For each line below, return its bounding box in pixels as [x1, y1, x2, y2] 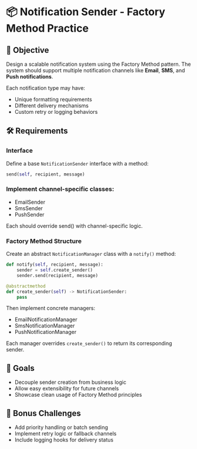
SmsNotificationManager [14, 322, 75, 329]
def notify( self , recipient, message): [6, 262, 104, 268]
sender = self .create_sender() [16, 267, 93, 274]
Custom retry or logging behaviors [14, 109, 98, 115]
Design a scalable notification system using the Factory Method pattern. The [6, 60, 191, 67]
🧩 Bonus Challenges [6, 408, 81, 418]
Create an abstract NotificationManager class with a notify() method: [6, 251, 176, 258]
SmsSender [14, 204, 43, 212]
